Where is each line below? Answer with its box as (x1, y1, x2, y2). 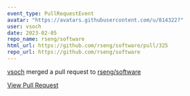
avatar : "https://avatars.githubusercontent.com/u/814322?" (7, 17, 184, 23)
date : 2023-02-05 (7, 29, 57, 37)
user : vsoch (7, 23, 41, 30)
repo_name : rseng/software (7, 36, 85, 43)
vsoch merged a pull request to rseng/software (7, 67, 142, 76)
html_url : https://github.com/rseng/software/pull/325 (7, 42, 169, 49)
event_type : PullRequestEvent (7, 10, 95, 17)
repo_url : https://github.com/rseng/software (7, 49, 140, 56)
